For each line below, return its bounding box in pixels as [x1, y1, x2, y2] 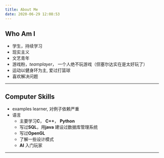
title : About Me [5, 7, 38, 12]
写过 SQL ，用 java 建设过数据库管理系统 [19, 124, 98, 130]
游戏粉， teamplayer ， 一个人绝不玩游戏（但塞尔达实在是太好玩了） [12, 61, 148, 67]
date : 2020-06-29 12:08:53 [5, 12, 60, 17]
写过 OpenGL [19, 130, 45, 136]
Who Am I [5, 30, 36, 38]
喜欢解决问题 [12, 73, 38, 79]
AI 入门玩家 [19, 142, 42, 148]
